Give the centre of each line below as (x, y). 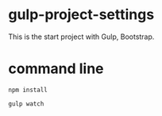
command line (56, 69)
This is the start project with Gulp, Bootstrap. (81, 37)
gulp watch (26, 104)
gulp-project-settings (81, 15)
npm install (28, 90)
